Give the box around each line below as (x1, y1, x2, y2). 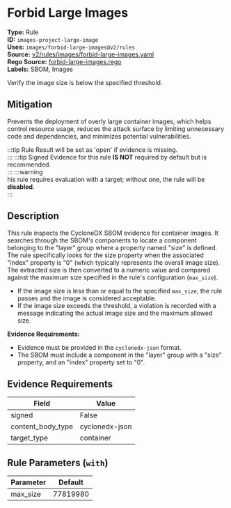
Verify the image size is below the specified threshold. (7, 78, 163, 86)
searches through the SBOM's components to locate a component (7, 236, 197, 245)
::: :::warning (7, 167, 43, 176)
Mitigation (7, 99, 53, 111)
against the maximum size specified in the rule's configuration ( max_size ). (7, 273, 218, 282)
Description (7, 210, 59, 222)
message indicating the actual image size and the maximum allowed (17, 309, 213, 317)
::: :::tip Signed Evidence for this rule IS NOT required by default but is (7, 153, 207, 161)
